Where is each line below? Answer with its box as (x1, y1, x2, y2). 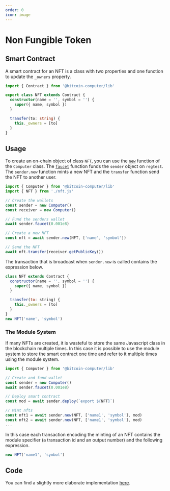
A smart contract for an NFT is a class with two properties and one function (5, 68, 164, 74)
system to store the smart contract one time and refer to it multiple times (5, 351, 157, 357)
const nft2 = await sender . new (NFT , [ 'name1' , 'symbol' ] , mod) (5, 417, 143, 423)
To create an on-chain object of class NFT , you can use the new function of (5, 158, 160, 164)
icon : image (5, 12, 31, 17)
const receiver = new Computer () (5, 207, 76, 212)
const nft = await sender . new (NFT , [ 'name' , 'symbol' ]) (5, 235, 126, 240)
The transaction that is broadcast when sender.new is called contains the (5, 258, 157, 264)
